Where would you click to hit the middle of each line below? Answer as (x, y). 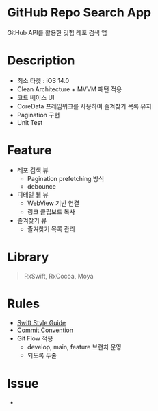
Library (28, 257)
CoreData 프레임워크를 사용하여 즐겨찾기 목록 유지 (84, 106)
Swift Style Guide (41, 322)
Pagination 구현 (38, 115)
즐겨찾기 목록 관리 (51, 228)
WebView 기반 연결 (53, 203)
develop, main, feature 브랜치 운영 (74, 347)
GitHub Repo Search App (79, 13)
